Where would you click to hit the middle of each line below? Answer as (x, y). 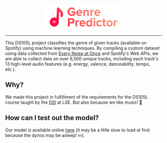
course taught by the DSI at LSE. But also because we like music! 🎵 (74, 102)
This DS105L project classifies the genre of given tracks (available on (76, 43)
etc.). (10, 69)
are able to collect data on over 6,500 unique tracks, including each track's (82, 59)
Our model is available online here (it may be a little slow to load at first (78, 130)
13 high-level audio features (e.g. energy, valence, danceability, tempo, (78, 64)
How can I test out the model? (52, 118)
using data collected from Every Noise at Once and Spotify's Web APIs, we (82, 53)
